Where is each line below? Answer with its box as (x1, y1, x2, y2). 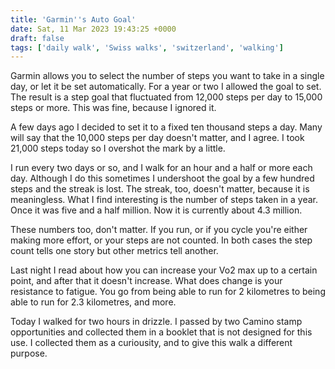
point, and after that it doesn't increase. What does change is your (10, 275, 283, 287)
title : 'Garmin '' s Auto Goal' (10, 14, 137, 25)
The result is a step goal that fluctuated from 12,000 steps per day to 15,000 (10, 91, 323, 103)
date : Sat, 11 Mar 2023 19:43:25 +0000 (10, 24, 177, 34)
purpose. (10, 347, 48, 360)
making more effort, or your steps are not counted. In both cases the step (10, 234, 313, 246)
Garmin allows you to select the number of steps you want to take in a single (10, 70, 325, 82)
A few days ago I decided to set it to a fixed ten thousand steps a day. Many (10, 121, 323, 133)
